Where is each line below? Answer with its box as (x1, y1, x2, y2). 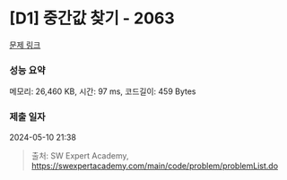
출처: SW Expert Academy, (30, 150, 129, 161)
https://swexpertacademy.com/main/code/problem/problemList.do (30, 160, 279, 171)
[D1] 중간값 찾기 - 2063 (9, 8, 175, 29)
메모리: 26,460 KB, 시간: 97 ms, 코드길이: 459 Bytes (9, 86, 196, 97)
